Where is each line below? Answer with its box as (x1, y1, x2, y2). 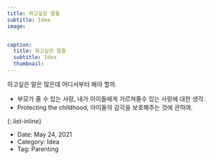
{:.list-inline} (7, 117, 42, 125)
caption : (7, 41, 32, 48)
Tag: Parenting (16, 145, 59, 153)
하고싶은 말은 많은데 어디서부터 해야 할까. (7, 80, 117, 88)
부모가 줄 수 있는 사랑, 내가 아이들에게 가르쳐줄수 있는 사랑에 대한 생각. (16, 94, 206, 103)
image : (7, 23, 26, 30)
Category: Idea (16, 137, 60, 146)
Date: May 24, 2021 (16, 130, 72, 138)
